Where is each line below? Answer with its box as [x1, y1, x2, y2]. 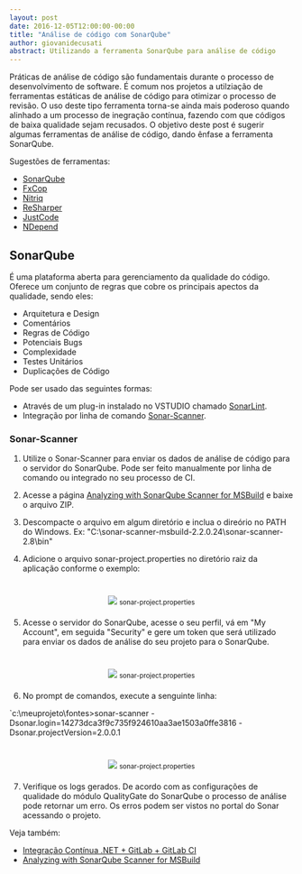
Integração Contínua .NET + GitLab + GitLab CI [22, 845, 197, 856]
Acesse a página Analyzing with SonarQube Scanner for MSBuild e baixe [22, 490, 294, 501]
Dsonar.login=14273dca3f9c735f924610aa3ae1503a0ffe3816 [9, 718, 237, 729]
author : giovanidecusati [9, 38, 103, 48]
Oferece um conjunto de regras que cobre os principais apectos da [9, 281, 259, 291]
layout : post [9, 13, 59, 23]
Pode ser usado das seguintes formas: [9, 382, 153, 393]
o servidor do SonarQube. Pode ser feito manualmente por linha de [22, 463, 272, 474]
